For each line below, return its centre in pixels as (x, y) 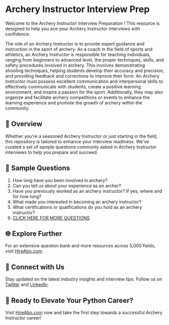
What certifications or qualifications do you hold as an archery (77, 207)
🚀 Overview (24, 124)
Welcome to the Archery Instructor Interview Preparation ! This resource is (82, 23)
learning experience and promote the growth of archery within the (74, 102)
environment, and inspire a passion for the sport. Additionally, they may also (84, 92)
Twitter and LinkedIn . (27, 285)
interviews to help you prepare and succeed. (52, 152)
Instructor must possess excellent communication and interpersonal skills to (84, 81)
